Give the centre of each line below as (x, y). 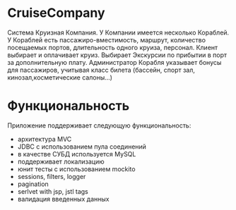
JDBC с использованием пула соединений (82, 147)
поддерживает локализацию (61, 161)
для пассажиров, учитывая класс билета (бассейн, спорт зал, (101, 70)
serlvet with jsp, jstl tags (53, 191)
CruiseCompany (56, 13)
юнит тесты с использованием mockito (76, 169)
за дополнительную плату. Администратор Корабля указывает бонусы (114, 62)
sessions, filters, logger (52, 176)
